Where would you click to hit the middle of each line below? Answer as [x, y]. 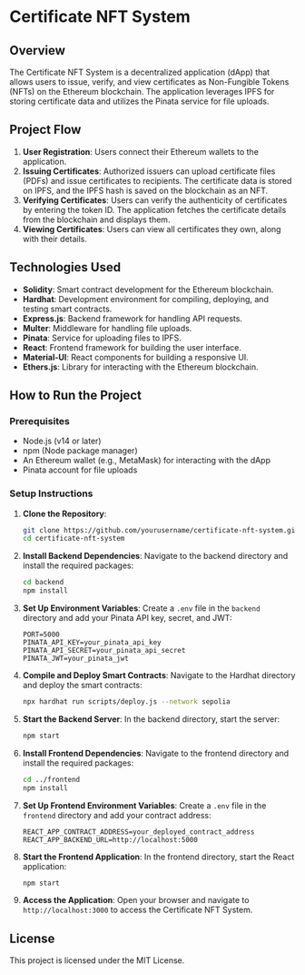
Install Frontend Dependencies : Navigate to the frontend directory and [156, 753]
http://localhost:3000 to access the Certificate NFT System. [138, 910]
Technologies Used [65, 267]
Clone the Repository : [64, 513]
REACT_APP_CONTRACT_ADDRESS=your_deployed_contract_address [138, 832]
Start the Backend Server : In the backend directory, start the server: [151, 719]
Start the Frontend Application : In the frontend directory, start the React [158, 857]
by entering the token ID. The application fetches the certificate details [154, 209]
